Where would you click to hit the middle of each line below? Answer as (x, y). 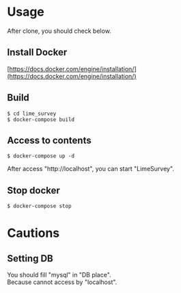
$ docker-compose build (41, 119)
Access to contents (49, 140)
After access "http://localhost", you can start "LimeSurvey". (90, 169)
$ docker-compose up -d (41, 156)
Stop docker (33, 190)
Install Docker (37, 52)
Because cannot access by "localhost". (62, 282)
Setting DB (30, 258)
